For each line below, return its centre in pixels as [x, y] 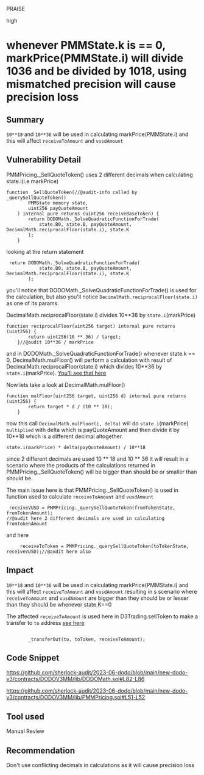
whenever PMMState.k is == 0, [86, 45]
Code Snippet [33, 658]
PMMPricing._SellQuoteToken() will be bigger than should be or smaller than [102, 472]
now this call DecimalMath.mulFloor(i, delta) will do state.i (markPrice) [97, 423]
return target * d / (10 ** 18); [71, 406]
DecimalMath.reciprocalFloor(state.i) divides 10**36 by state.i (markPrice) [101, 315]
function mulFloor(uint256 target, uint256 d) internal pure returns [97, 396]
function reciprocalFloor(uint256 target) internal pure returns [91, 326]
